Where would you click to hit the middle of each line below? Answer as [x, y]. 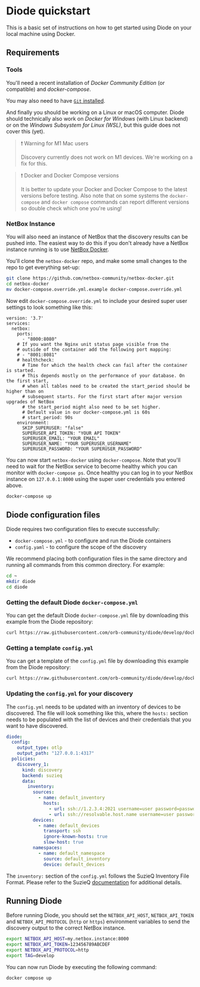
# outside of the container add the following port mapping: [94, 350]
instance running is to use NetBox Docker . [58, 249]
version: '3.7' [25, 318]
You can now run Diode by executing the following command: [82, 967]
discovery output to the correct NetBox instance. [66, 928]
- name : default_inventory [71, 798]
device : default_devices [74, 865]
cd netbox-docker [28, 284]
